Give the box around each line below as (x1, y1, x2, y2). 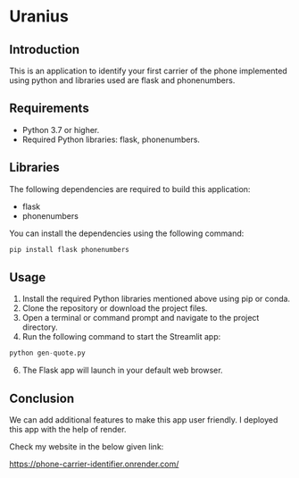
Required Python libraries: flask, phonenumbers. (21, 134, 201, 145)
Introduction (9, 42, 80, 57)
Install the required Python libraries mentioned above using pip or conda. (21, 293, 291, 305)
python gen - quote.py (9, 348, 87, 358)
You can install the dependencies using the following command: (9, 228, 245, 239)
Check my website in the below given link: (9, 441, 164, 452)
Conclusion (9, 390, 75, 406)
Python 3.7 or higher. (21, 124, 100, 135)
